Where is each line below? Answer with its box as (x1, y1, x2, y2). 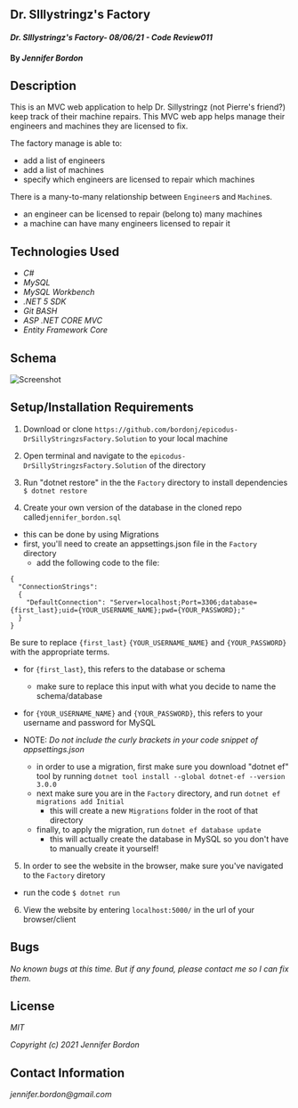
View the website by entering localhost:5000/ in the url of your (22, 904, 255, 915)
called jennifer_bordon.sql (22, 512, 122, 522)
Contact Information (10, 1065, 125, 1080)
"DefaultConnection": (26, 597, 106, 607)
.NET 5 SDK (22, 296, 67, 307)
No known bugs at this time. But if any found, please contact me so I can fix (10, 963, 289, 974)
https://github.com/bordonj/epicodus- (93, 425, 238, 434)
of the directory (149, 459, 206, 471)
